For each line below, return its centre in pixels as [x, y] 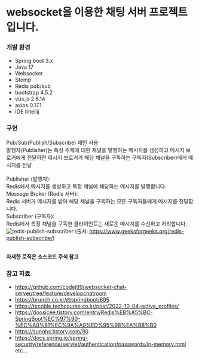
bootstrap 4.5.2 [34, 93]
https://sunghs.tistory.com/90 [51, 331]
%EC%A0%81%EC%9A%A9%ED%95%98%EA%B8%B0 [86, 325]
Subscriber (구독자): [30, 216]
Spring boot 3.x [34, 61]
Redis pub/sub [33, 86]
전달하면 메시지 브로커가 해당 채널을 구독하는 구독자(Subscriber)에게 [107, 157]
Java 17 [24, 67]
